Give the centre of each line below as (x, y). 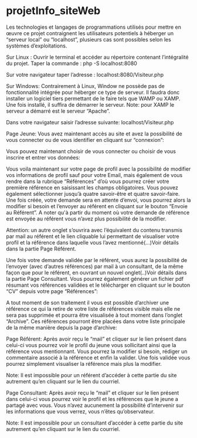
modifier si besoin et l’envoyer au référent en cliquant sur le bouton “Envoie (97, 206)
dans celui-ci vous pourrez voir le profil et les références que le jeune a (92, 399)
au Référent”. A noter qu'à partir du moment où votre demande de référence (98, 212)
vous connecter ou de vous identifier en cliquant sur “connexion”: (85, 140)
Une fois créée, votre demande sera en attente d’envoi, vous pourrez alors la (98, 200)
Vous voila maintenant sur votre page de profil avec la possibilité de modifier (98, 169)
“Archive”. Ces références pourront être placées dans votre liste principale (96, 321)
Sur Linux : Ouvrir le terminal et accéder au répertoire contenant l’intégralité (97, 57)
